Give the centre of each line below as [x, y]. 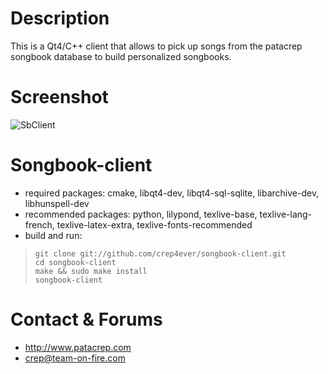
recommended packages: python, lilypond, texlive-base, [141, 214]
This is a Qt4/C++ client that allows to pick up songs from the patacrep [156, 46]
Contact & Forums [86, 319]
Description [60, 18]
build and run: [53, 235]
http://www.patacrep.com [78, 347]
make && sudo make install [91, 271]
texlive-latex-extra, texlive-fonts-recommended [154, 224]
